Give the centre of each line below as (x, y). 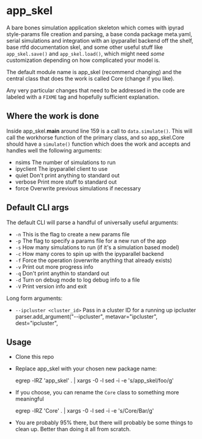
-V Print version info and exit (51, 286)
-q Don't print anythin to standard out (62, 273)
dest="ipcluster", (36, 323)
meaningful (29, 399)
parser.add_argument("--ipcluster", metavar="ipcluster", (86, 317)
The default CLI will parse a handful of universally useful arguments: (92, 222)
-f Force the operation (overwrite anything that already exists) (94, 260)
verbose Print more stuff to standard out (66, 182)
